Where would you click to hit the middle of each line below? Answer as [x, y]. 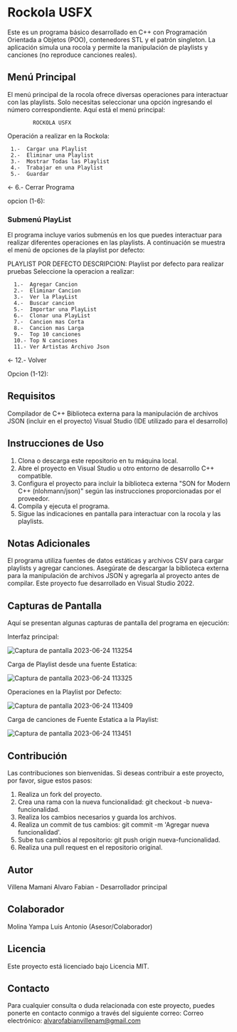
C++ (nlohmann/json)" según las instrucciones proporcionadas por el [119, 491]
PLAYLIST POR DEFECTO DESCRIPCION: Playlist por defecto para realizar [116, 264]
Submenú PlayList [39, 220]
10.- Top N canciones [46, 341]
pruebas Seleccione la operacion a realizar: [71, 272]
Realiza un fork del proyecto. [60, 795]
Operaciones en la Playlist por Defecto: [65, 692]
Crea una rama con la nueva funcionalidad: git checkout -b [104, 802]
